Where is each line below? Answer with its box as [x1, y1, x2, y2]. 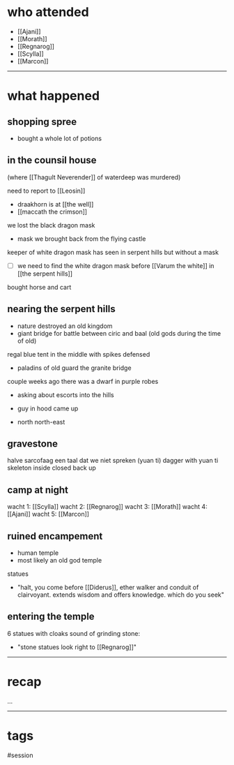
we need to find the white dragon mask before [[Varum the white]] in [17, 261, 214, 269]
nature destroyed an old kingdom [17, 322, 113, 330]
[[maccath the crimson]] [17, 207, 88, 216]
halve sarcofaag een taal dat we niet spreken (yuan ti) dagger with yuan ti [7, 456, 219, 465]
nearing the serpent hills [7, 303, 116, 315]
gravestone [7, 438, 58, 450]
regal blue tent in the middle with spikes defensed [7, 350, 150, 358]
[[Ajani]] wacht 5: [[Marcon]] [7, 510, 89, 519]
